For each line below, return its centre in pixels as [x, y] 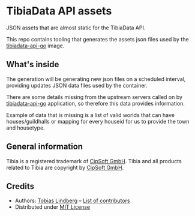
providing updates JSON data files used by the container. [77, 85]
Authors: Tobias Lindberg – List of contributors [72, 201]
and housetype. [25, 128]
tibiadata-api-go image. [35, 46]
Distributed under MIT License [52, 207]
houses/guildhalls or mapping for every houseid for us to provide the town [98, 121]
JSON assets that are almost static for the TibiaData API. [76, 28]
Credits [20, 186]
